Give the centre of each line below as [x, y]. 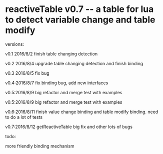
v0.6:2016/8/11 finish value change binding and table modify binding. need [82, 112]
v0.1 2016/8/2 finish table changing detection [51, 54]
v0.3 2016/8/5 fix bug [27, 73]
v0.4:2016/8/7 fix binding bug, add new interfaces [57, 83]
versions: [14, 44]
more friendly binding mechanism [40, 146]
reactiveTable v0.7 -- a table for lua [79, 9]
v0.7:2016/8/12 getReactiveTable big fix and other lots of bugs [69, 127]
